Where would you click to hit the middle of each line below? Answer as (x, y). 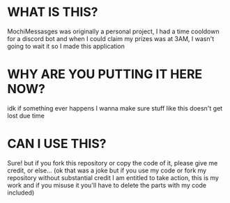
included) (21, 193)
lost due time (26, 115)
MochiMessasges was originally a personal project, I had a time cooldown (113, 31)
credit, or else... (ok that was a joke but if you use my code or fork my (107, 170)
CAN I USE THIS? (57, 144)
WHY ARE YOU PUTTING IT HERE (105, 74)
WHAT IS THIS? (53, 12)
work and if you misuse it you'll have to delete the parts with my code (107, 185)
